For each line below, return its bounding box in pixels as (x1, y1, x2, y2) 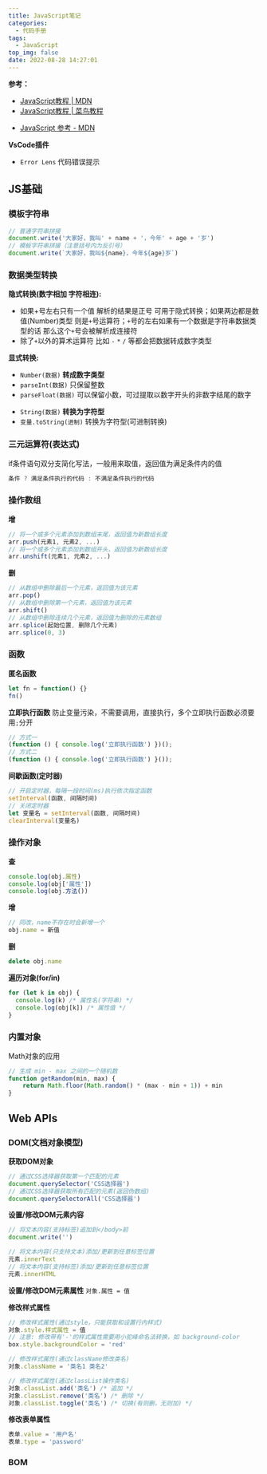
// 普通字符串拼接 (8, 227, 61, 235)
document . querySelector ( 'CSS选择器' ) (8, 1180, 130, 1187)
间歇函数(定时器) (8, 771, 63, 780)
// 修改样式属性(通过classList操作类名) (8, 1377, 130, 1385)
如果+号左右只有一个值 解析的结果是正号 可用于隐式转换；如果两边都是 (19, 306, 253, 316)
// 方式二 (8, 748, 37, 757)
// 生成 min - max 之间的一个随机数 (8, 1067, 118, 1075)
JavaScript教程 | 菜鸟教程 (19, 105, 104, 116)
